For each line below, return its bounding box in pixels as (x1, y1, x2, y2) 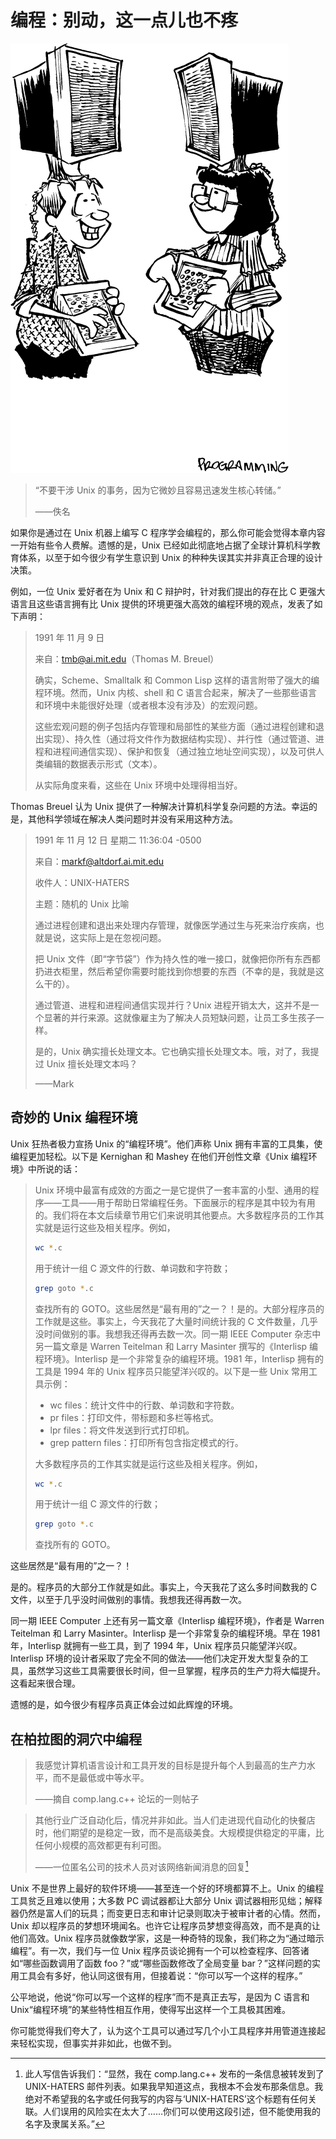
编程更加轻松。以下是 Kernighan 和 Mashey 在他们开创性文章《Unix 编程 (10, 1150, 309, 1162)
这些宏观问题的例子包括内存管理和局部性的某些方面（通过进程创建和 (34, 720, 316, 732)
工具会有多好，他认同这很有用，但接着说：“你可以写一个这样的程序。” (18, 1969, 303, 1981)
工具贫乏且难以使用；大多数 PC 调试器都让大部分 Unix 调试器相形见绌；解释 (10, 1894, 323, 1906)
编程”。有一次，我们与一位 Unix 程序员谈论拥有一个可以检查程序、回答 (10, 1944, 301, 1956)
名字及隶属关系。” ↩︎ (24, 2117, 105, 2130)
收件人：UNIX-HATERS (34, 876, 130, 888)
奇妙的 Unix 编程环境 (10, 1109, 138, 1126)
